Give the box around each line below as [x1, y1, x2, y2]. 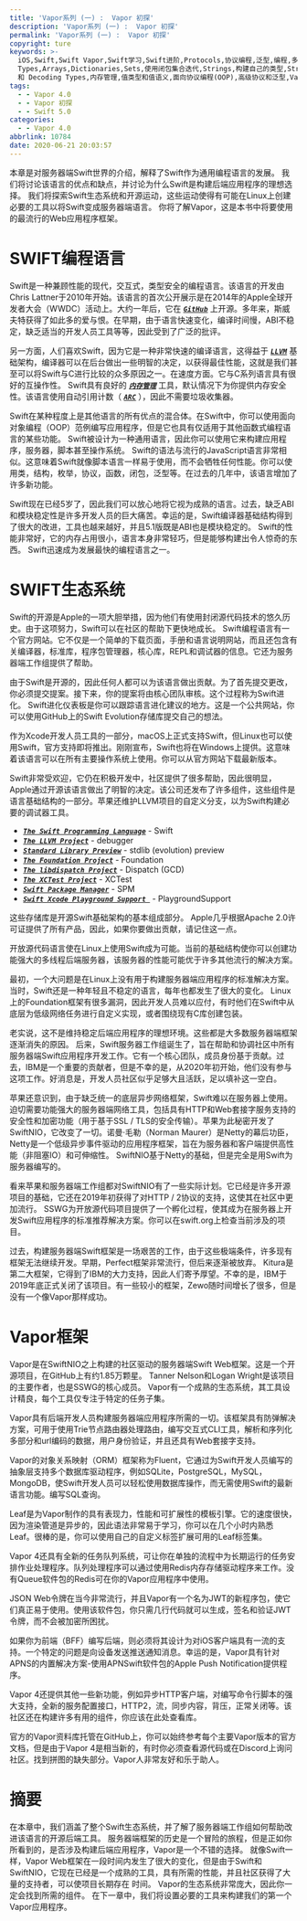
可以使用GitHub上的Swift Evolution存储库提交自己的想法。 [9, 710, 228, 722]
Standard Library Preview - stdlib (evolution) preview [22, 844, 225, 855]
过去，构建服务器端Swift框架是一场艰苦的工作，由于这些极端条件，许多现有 [9, 1245, 293, 1257]
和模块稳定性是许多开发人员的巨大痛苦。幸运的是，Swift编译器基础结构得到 [9, 509, 293, 521]
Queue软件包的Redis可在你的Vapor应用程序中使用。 [16, 1573, 214, 1584]
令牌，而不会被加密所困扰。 [9, 1615, 114, 1627]
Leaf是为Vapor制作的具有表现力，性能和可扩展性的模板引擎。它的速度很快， [9, 1508, 297, 1519]
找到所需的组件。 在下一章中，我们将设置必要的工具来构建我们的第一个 [25, 1889, 292, 1901]
